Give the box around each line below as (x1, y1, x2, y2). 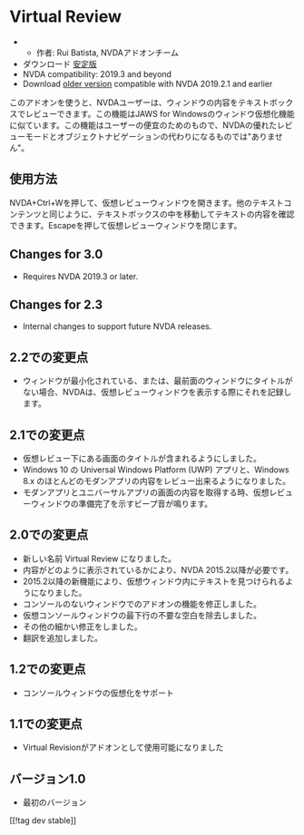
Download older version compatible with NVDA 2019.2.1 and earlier (22, 78, 273, 89)
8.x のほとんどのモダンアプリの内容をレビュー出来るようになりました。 (22, 476, 291, 486)
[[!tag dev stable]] (9, 815, 77, 826)
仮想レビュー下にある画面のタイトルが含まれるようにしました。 (22, 453, 261, 463)
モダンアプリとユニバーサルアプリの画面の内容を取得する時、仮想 (22, 487, 270, 498)
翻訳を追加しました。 (22, 632, 103, 643)
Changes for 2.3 (9, 296, 103, 312)
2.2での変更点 (9, 349, 89, 364)
